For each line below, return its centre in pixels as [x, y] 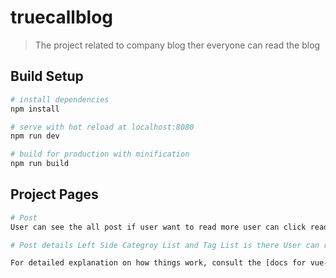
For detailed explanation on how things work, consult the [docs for [158, 263]
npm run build [40, 164]
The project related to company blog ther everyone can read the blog [177, 45]
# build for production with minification [100, 154]
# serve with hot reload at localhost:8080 [102, 127]
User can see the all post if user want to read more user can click [158, 227]
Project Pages [54, 194]
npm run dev [35, 136]
